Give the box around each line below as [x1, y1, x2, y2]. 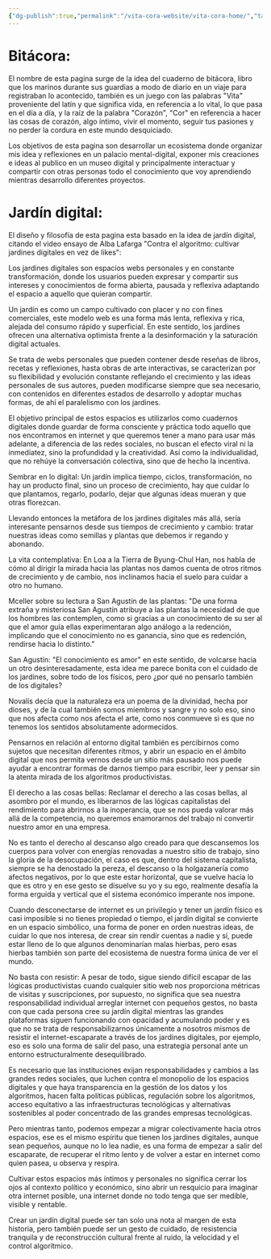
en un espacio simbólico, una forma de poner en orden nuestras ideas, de [8, 922, 254, 932]
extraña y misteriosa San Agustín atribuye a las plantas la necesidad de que [8, 604, 260, 615]
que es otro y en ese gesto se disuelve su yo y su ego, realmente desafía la [8, 881, 259, 890]
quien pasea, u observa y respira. [8, 1158, 120, 1168]
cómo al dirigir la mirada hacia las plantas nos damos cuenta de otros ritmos [8, 563, 262, 572]
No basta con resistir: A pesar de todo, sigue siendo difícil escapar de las [8, 972, 252, 982]
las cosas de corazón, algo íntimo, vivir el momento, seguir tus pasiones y [8, 116, 254, 126]
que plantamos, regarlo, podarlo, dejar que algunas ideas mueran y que [8, 488, 247, 498]
